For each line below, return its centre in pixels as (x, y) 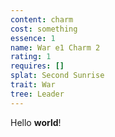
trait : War (33, 85)
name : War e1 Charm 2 (55, 47)
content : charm (42, 19)
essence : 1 (33, 38)
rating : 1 (31, 57)
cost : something (44, 29)
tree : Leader (37, 94)
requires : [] (37, 66)
